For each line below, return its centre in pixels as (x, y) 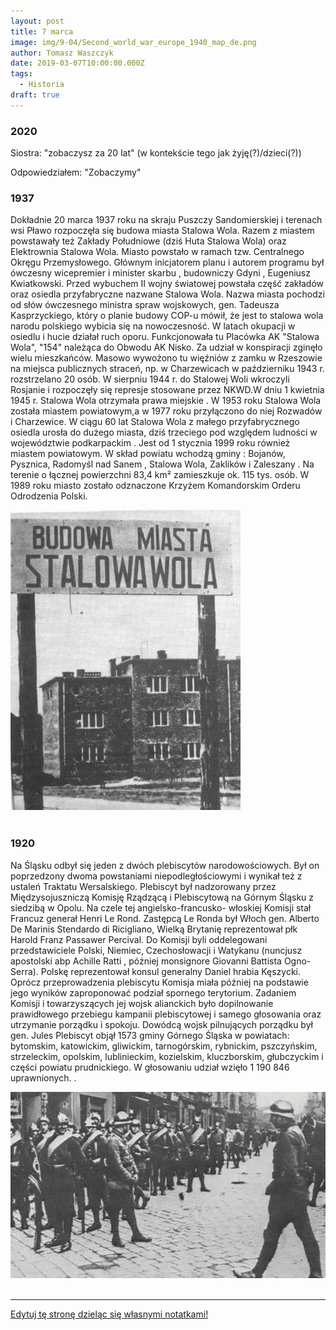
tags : (21, 74)
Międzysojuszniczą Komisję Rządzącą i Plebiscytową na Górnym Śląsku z (162, 897)
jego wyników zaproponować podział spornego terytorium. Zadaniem (153, 992)
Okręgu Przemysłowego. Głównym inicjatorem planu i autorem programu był (167, 262)
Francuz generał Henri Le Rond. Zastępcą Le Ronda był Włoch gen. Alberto (165, 918)
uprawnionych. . (43, 1077)
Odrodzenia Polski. (49, 496)
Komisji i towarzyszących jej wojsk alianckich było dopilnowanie (142, 1003)
